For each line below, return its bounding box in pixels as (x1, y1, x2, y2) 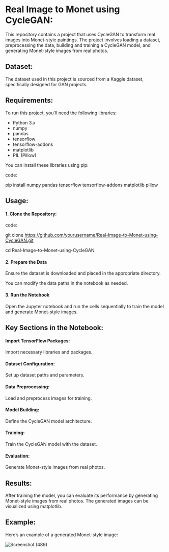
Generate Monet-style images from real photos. (5, 464, 105, 470)
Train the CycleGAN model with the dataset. (5, 441, 98, 447)
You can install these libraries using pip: (5, 162, 89, 168)
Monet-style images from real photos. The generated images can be (5, 497, 149, 504)
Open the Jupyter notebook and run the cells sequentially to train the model (5, 303, 164, 309)
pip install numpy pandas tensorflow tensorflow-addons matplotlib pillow (5, 182, 158, 188)
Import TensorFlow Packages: (5, 338, 70, 344)
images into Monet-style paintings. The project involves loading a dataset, (5, 37, 161, 43)
